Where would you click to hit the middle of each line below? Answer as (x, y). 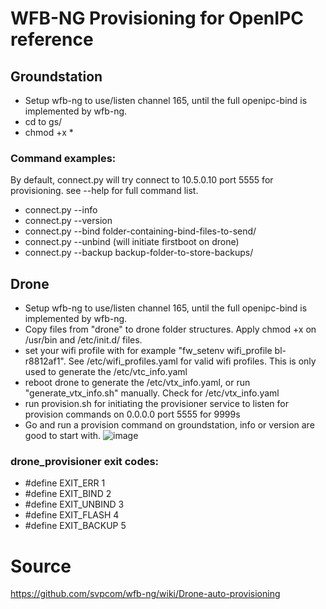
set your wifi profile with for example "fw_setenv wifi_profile (148, 351)
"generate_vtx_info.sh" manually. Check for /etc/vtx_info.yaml (152, 393)
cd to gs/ (43, 121)
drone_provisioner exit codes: (85, 462)
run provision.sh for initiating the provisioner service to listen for (157, 404)
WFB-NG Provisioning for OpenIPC (157, 18)
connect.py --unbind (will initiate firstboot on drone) (132, 242)
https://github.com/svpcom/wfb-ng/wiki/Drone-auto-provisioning (145, 594)
